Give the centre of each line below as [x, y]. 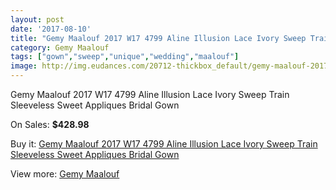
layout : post [37, 19]
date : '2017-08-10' [51, 29]
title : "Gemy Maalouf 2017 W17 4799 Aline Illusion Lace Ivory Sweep [158, 38]
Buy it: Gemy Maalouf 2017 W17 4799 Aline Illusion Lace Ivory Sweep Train [164, 144]
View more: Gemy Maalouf [65, 174]
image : [24, 66]
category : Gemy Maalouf [60, 47]
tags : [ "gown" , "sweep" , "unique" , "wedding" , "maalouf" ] [125, 57]
